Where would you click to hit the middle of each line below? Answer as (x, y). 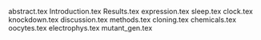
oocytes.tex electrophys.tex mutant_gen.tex (80, 28)
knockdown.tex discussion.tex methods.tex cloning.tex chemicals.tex (122, 20)
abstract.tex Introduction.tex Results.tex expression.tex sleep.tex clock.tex (131, 11)
